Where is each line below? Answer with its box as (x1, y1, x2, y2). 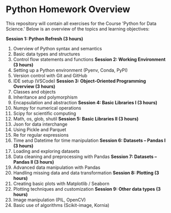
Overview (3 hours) (13, 83, 55, 89)
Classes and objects (13, 88, 56, 95)
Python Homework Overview (6, 4, 130, 15)
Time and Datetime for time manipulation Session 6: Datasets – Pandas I (13, 137, 166, 143)
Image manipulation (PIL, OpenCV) (13, 197, 86, 203)
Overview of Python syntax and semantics (13, 45, 102, 51)
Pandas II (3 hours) (13, 159, 54, 165)
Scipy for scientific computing (13, 110, 76, 116)
